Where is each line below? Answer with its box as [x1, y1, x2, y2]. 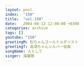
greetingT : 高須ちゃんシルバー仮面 [5, 44, 71, 49]
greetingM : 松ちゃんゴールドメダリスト [5, 40, 78, 45]
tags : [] [5, 30, 23, 35]
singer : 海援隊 [5, 53, 34, 59]
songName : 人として [5, 49, 42, 54]
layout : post [5, 7, 32, 12]
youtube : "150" [5, 35, 37, 40]
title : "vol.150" [5, 16, 43, 21]
